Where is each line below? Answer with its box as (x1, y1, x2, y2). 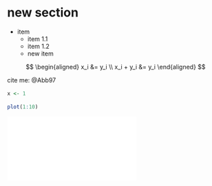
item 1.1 (27, 34, 48, 43)
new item (27, 49, 54, 58)
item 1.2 (27, 42, 50, 50)
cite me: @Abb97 (7, 75, 56, 84)
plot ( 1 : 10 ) (7, 103, 39, 111)
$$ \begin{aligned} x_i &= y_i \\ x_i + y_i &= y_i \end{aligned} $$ (25, 62, 206, 71)
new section (7, 5, 79, 21)
